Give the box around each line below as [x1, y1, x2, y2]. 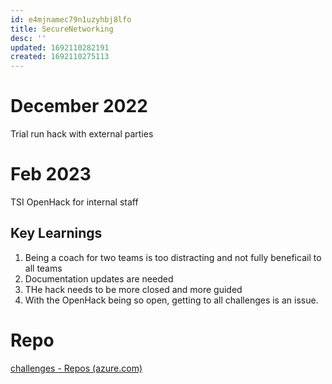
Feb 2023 [10, 163, 92, 186]
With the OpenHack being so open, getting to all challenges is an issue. [24, 294, 319, 306]
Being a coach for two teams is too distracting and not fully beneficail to [24, 251, 322, 263]
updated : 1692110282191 [10, 42, 110, 53]
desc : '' [10, 33, 47, 43]
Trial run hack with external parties [10, 128, 154, 140]
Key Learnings [10, 225, 103, 242]
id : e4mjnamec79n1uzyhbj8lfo [10, 14, 132, 25]
